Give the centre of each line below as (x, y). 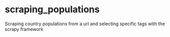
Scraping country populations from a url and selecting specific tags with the (85, 24)
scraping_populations (52, 10)
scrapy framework (24, 29)
